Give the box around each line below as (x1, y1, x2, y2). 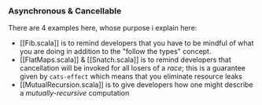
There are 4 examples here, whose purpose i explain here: (8, 24, 197, 33)
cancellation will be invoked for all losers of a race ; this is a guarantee (19, 63, 246, 73)
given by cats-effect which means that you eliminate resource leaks (19, 72, 242, 81)
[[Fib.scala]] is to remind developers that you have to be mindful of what (19, 38, 254, 48)
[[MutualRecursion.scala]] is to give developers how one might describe (19, 80, 253, 89)
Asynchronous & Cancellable (8, 5, 122, 16)
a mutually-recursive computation (19, 89, 130, 98)
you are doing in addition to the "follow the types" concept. (19, 47, 212, 56)
